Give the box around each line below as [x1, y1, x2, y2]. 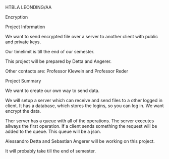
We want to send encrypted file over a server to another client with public [5, 34, 158, 39]
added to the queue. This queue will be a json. [5, 128, 101, 134]
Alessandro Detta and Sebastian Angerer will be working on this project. [5, 138, 155, 144]
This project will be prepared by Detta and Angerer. [5, 58, 112, 64]
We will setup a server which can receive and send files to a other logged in [5, 98, 163, 103]
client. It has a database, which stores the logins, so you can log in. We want [5, 103, 164, 109]
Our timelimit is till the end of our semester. [5, 49, 95, 54]
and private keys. [5, 39, 41, 45]
